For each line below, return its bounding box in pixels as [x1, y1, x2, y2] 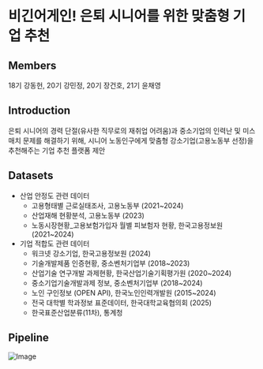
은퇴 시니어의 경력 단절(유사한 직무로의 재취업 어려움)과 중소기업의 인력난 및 [8, 125, 241, 135]
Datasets [8, 169, 54, 182]
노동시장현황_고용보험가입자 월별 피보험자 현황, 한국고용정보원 [31, 220, 224, 229]
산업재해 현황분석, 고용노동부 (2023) [31, 211, 145, 220]
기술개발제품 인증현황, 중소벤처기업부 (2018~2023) [31, 258, 190, 268]
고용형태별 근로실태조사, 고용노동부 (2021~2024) [31, 200, 184, 210]
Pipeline [8, 331, 50, 345]
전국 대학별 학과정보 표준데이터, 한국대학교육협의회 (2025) [31, 297, 212, 307]
